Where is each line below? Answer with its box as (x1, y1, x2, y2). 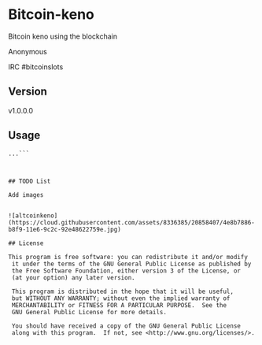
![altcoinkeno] (8, 211, 58, 220)
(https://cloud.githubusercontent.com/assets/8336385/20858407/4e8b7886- (8, 218, 256, 226)
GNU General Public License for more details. (11, 308, 168, 316)
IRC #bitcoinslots (8, 61, 64, 72)
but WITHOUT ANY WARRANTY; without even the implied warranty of (11, 294, 231, 302)
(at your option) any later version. (11, 273, 135, 281)
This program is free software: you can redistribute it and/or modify (8, 253, 248, 261)
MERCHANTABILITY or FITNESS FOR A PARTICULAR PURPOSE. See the (11, 301, 227, 309)
